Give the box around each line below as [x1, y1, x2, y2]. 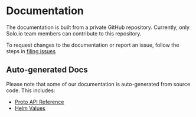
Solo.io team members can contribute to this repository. [6, 30, 142, 37]
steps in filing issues [6, 47, 56, 54]
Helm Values [14, 105, 45, 112]
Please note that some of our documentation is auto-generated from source [6, 80, 191, 87]
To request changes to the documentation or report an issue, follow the [6, 41, 179, 48]
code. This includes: [6, 87, 55, 94]
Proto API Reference [14, 98, 64, 105]
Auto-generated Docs [6, 65, 89, 75]
